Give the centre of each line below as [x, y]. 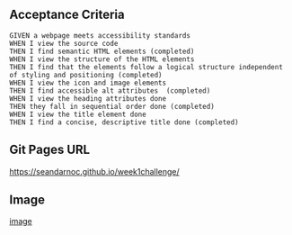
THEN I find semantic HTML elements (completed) [102, 51]
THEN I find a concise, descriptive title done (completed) [124, 122]
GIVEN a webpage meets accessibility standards [100, 35]
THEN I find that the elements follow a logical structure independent [146, 67]
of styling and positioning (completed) [86, 75]
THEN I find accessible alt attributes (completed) [110, 90]
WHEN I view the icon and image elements [88, 83]
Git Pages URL [50, 150]
